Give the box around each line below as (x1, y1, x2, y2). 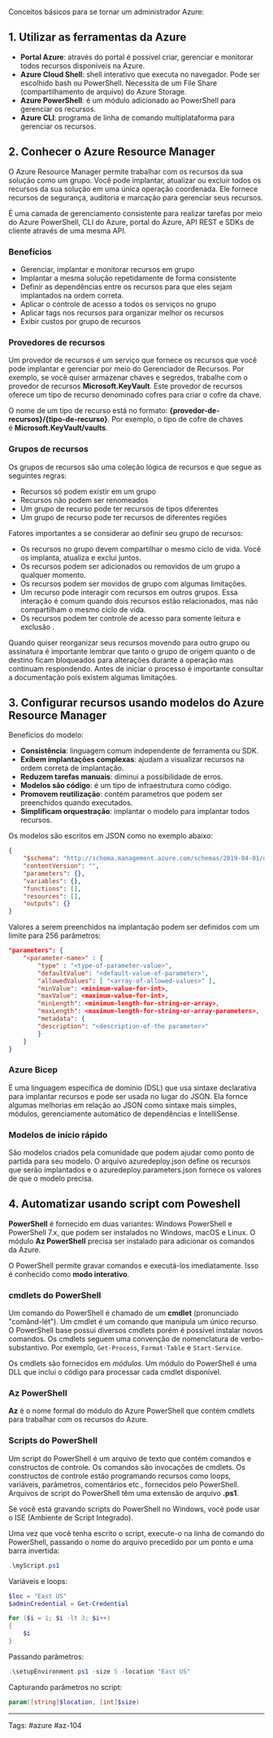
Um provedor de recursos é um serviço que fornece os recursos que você (8, 355, 258, 365)
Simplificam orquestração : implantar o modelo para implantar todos (19, 807, 250, 816)
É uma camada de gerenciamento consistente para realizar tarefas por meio (8, 208, 262, 218)
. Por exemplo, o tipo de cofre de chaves (106, 415, 244, 425)
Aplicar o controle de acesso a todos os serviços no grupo (19, 299, 217, 309)
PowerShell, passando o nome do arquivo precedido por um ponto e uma (8, 1537, 253, 1547)
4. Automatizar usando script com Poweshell (8, 1197, 241, 1211)
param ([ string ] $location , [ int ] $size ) (8, 1698, 140, 1706)
